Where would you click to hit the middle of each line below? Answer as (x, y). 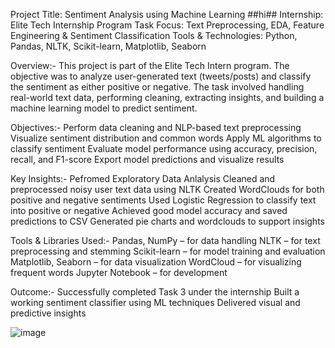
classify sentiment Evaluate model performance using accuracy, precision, (164, 148)
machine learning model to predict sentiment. (104, 108)
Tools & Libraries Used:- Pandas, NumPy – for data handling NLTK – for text (165, 240)
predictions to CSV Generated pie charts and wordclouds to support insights (167, 221)
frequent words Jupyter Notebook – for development (119, 272)
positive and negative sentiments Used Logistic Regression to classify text (163, 200)
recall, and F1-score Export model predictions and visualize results (147, 159)
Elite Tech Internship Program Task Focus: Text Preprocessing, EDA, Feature (167, 25)
